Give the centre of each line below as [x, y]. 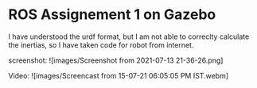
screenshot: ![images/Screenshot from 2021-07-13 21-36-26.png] [116, 60]
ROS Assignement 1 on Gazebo [112, 15]
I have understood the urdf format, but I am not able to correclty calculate [129, 36]
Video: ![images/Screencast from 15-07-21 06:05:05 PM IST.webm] [119, 75]
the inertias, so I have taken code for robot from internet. [101, 44]
